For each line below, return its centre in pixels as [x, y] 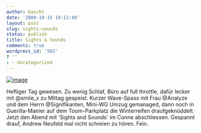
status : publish [27, 34]
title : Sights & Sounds [36, 40]
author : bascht [25, 12]
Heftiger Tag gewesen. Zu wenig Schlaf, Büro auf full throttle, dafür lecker [98, 91]
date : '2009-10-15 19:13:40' [43, 18]
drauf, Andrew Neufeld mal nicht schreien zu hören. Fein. [77, 123]
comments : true [25, 46]
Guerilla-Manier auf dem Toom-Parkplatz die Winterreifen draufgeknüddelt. [100, 111]
